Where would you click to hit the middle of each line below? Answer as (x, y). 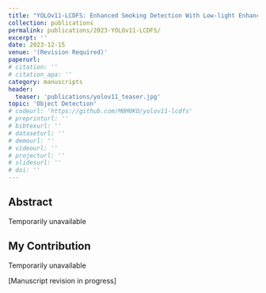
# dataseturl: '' (37, 133)
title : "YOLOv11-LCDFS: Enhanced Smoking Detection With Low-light (122, 15)
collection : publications (51, 23)
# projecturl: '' (37, 155)
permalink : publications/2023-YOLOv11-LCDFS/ (84, 30)
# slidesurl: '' (35, 163)
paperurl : (25, 60)
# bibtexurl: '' (35, 126)
